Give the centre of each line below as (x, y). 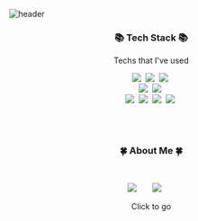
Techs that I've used (151, 61)
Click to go (151, 206)
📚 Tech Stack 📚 (151, 38)
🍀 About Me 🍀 (151, 151)
